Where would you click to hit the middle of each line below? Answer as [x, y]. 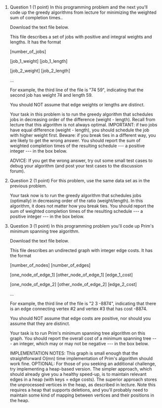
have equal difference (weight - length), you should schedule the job [80, 130]
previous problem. [28, 186]
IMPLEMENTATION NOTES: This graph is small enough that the [74, 353]
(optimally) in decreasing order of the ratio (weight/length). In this [76, 201]
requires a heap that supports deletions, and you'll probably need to [79, 390]
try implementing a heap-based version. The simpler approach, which [81, 369]
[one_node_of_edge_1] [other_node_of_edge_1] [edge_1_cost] [71, 275]
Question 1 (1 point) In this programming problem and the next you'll [79, 7]
